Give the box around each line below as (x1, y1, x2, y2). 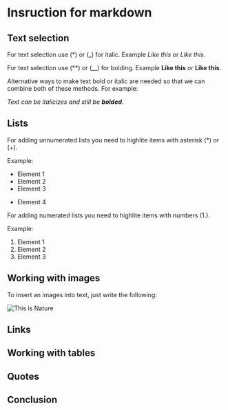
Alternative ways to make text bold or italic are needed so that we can (7, 77, 205, 85)
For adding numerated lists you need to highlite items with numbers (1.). (7, 211, 210, 219)
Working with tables (7, 347, 96, 359)
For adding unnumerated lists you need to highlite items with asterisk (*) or (7, 136, 219, 144)
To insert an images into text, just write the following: (7, 290, 157, 299)
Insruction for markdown (7, 5, 153, 21)
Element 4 (17, 197, 47, 206)
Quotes (7, 370, 40, 382)
